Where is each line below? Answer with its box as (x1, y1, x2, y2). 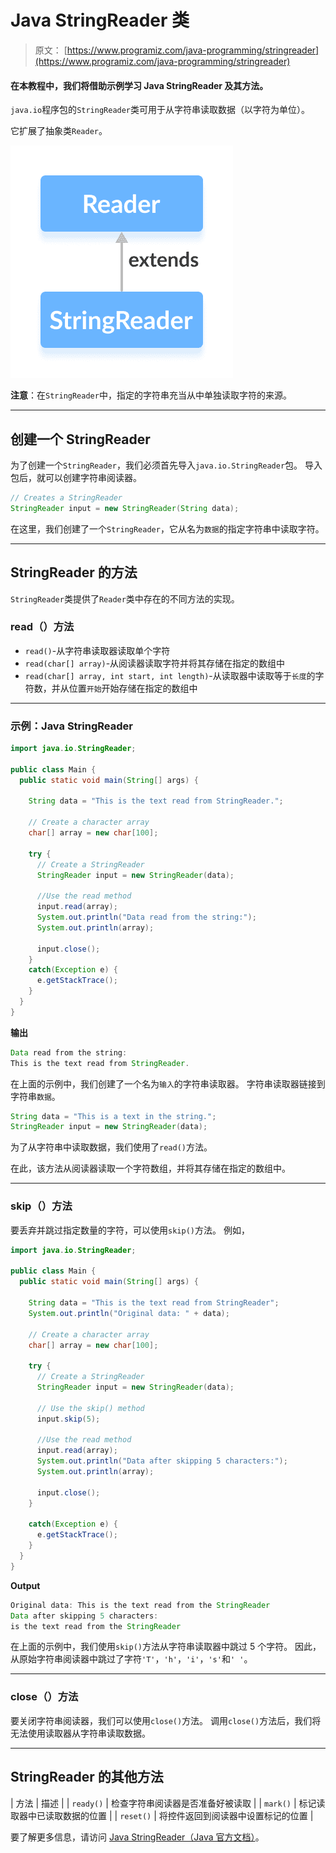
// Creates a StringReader (10, 492, 123, 503)
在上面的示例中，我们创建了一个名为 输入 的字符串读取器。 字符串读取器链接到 (10, 1077, 326, 1090)
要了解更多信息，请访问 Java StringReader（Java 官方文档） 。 (10, 1831, 265, 1843)
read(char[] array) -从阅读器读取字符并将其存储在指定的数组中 (24, 657, 286, 669)
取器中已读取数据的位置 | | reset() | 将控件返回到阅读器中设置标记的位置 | (10, 1809, 314, 1821)
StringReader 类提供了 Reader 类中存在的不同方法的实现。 (10, 592, 240, 605)
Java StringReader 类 (10, 9, 190, 32)
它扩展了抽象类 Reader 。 (10, 125, 108, 137)
